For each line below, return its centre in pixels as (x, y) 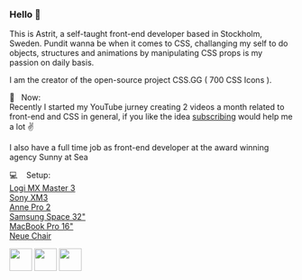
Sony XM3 (29, 198)
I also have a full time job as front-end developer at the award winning (139, 148)
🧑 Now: (25, 97)
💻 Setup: (30, 176)
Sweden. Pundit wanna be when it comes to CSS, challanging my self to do (149, 43)
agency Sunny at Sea (49, 158)
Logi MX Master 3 (42, 188)
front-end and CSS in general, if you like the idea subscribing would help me (151, 117)
